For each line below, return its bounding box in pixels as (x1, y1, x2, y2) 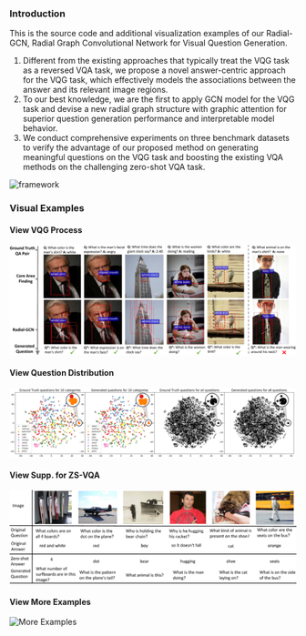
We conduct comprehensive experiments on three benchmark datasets (22, 133, 290, 144)
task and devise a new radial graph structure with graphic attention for (22, 104, 287, 115)
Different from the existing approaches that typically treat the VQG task (22, 56, 290, 66)
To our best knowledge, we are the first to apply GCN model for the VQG (22, 94, 295, 105)
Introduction (9, 7, 66, 20)
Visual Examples (9, 202, 85, 215)
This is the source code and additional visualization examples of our (9, 28, 265, 39)
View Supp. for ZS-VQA (9, 469, 100, 480)
